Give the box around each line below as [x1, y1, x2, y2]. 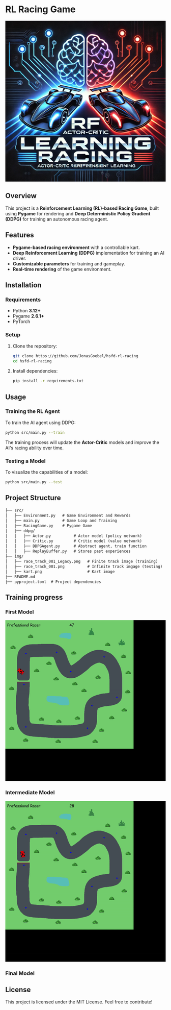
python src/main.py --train [5, 430, 65, 435]
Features [5, 231, 34, 239]
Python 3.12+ [12, 308, 41, 314]
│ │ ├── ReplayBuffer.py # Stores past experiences [5, 549, 131, 554]
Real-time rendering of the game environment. [12, 266, 112, 272]
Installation [5, 281, 42, 289]
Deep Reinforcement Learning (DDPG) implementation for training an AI [12, 250, 164, 256]
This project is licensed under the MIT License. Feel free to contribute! [5, 999, 153, 1005]
